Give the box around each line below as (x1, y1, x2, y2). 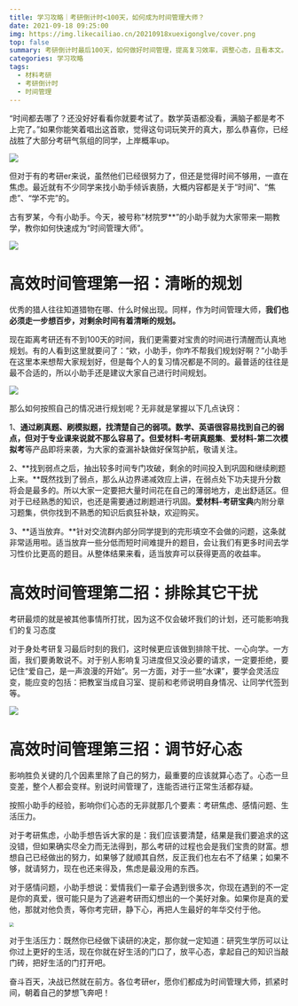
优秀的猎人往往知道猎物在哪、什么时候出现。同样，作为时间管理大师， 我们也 (9, 304, 289, 315)
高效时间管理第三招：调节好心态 (9, 739, 243, 759)
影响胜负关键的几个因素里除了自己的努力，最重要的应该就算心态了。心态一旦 (9, 770, 289, 781)
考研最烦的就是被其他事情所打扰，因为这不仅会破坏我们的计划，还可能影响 (9, 614, 281, 625)
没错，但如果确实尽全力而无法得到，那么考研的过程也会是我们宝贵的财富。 (9, 841, 281, 852)
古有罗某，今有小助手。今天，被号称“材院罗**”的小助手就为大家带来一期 (9, 211, 273, 222)
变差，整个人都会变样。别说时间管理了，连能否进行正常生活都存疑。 (9, 782, 258, 792)
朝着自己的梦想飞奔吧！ (24, 987, 111, 998)
